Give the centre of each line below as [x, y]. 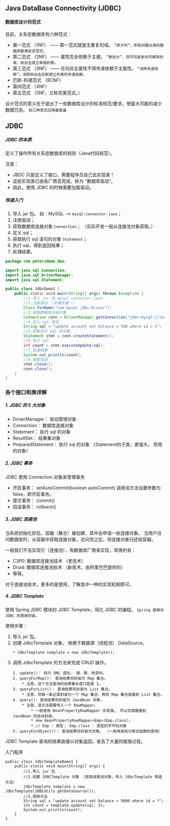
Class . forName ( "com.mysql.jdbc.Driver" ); [68, 308]
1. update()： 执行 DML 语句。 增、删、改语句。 [59, 673]
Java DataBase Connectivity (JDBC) [63, 8]
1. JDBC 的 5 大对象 [25, 405]
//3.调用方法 [36, 796]
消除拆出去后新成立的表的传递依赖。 [55, 74]
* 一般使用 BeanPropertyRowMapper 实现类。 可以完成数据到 [89, 711]
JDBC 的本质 [18, 139]
